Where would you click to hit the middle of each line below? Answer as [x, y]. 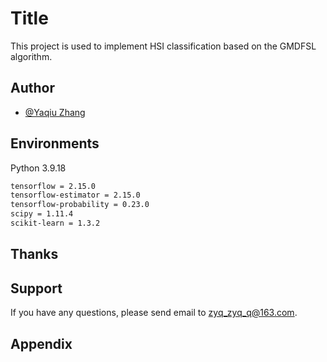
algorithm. [31, 56]
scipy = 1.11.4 [42, 214]
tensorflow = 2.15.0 [53, 186]
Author [32, 88]
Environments [55, 143]
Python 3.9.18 [38, 168]
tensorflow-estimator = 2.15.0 [75, 195]
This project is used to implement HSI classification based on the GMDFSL [163, 46]
